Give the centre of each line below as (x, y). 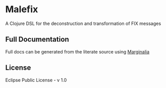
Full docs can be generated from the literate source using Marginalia (77, 51)
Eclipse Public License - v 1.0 (36, 80)
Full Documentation (37, 39)
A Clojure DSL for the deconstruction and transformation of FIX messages (83, 23)
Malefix (22, 9)
